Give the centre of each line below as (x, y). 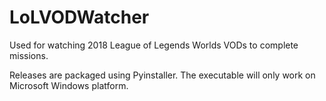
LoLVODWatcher (79, 17)
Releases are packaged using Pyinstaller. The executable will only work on (162, 75)
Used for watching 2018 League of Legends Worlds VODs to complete (154, 45)
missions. (29, 55)
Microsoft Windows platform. (69, 85)
